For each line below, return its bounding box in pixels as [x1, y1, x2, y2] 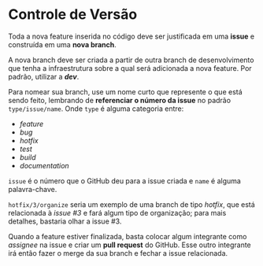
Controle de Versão [8, 6, 138, 24]
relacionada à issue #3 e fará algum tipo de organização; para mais [8, 208, 227, 217]
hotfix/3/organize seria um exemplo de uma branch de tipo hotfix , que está [8, 199, 256, 209]
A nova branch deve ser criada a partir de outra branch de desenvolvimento [8, 55, 254, 65]
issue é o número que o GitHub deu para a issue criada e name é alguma [8, 175, 242, 186]
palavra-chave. [8, 184, 57, 194]
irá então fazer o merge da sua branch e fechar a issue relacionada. [8, 248, 228, 257]
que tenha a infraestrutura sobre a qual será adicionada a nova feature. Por [8, 63, 252, 72]
